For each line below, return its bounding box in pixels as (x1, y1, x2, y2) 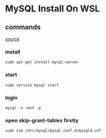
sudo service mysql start (5, 83, 59, 88)
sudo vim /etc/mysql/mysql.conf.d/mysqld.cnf (5, 128, 101, 134)
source (5, 36, 20, 42)
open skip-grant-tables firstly (5, 117, 79, 124)
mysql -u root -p (5, 105, 41, 110)
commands (5, 23, 41, 31)
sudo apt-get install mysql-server (5, 60, 79, 65)
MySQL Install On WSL (5, 3, 100, 14)
